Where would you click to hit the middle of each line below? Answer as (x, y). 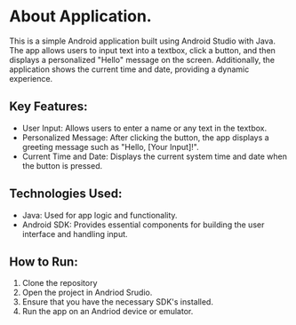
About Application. (81, 16)
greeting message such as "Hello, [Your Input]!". (110, 147)
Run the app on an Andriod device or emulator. (108, 312)
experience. (31, 78)
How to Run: (44, 262)
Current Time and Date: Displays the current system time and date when (154, 156)
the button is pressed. (62, 165)
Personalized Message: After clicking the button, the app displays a (145, 137)
